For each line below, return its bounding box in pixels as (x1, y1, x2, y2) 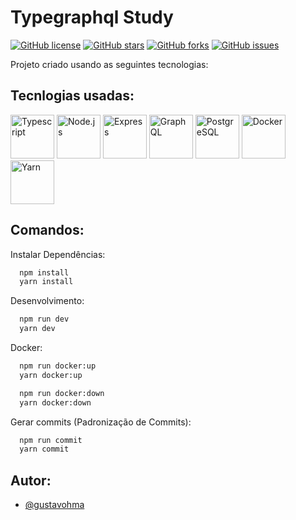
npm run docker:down (19, 388, 105, 398)
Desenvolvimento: (10, 295, 85, 307)
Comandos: (10, 222, 85, 239)
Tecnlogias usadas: (10, 87, 135, 105)
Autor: (10, 472, 52, 489)
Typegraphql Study (10, 6, 174, 29)
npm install (19, 267, 70, 278)
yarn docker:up (19, 370, 83, 380)
